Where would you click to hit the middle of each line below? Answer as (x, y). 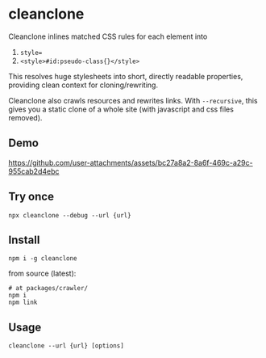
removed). (25, 117)
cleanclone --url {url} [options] (66, 346)
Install (24, 240)
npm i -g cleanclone (43, 259)
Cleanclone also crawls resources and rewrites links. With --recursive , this (133, 100)
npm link (23, 303)
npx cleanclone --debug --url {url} (70, 215)
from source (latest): (42, 274)
